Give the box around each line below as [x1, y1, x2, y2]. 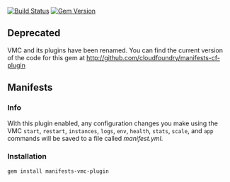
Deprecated [7, 27, 61, 39]
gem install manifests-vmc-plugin [7, 167, 110, 175]
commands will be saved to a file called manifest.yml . [7, 134, 163, 142]
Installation [7, 152, 47, 161]
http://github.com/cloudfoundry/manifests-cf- [86, 53, 221, 62]
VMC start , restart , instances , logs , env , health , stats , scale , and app [7, 126, 214, 135]
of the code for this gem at [7, 53, 85, 62]
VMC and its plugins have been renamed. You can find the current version [7, 46, 223, 55]
